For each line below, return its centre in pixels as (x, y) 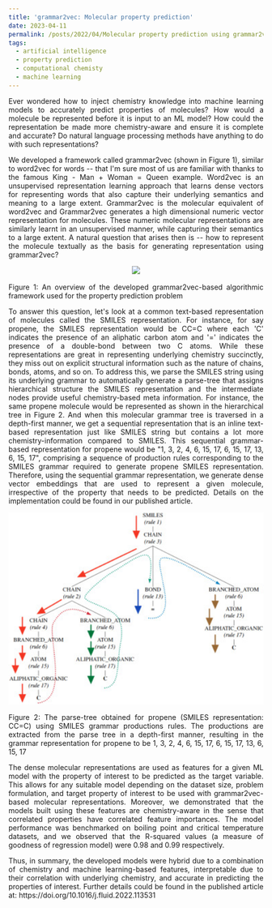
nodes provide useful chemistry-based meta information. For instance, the (136, 397)
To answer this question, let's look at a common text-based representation (136, 311)
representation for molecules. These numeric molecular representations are (136, 220)
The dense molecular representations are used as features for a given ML (136, 768)
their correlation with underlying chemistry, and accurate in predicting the (136, 878)
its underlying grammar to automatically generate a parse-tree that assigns (136, 380)
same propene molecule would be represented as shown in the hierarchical (136, 406)
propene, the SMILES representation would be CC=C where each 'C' (136, 328)
